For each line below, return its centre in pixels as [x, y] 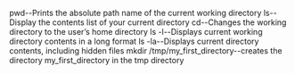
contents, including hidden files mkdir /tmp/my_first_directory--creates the [146, 51]
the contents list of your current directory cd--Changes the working [163, 22]
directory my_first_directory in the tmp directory [97, 60]
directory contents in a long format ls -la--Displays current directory [134, 41]
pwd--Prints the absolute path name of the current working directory [135, 13]
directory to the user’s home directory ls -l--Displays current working [136, 32]
